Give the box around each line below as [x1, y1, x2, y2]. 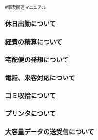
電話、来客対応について [5, 74, 75, 82]
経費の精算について [5, 38, 63, 46]
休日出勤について [5, 20, 56, 28]
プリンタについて [5, 109, 56, 118]
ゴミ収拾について [5, 92, 56, 100]
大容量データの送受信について [5, 127, 95, 136]
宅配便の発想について [5, 56, 69, 64]
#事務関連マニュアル [5, 4, 46, 10]
